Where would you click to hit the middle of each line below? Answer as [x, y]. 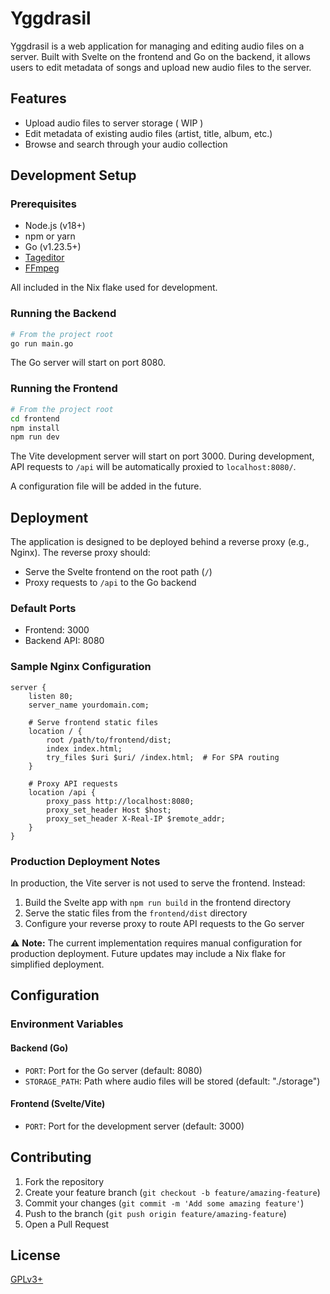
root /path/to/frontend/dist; [109, 740]
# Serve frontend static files [93, 722]
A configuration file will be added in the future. [106, 486]
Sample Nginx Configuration [81, 667]
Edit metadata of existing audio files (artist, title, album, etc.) [148, 133]
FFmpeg [42, 268]
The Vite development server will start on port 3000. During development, [162, 456]
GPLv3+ [27, 1279]
